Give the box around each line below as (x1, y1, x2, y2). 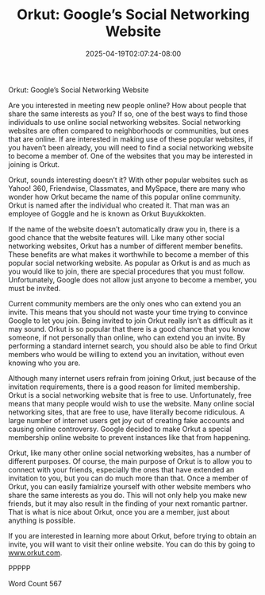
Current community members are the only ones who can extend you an (8, 298, 242, 308)
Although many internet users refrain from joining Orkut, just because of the (8, 373, 256, 383)
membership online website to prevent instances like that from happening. (8, 432, 251, 442)
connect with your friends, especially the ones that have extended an (8, 465, 235, 474)
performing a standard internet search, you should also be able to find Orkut (8, 340, 258, 351)
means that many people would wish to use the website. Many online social (8, 399, 255, 408)
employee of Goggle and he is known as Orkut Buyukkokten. (8, 208, 206, 218)
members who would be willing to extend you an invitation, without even (8, 349, 244, 359)
